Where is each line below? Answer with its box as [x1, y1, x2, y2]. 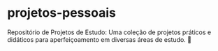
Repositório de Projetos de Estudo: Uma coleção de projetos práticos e [7, 28, 212, 36]
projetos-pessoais [7, 5, 117, 21]
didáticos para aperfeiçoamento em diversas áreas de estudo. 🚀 [7, 35, 192, 43]
